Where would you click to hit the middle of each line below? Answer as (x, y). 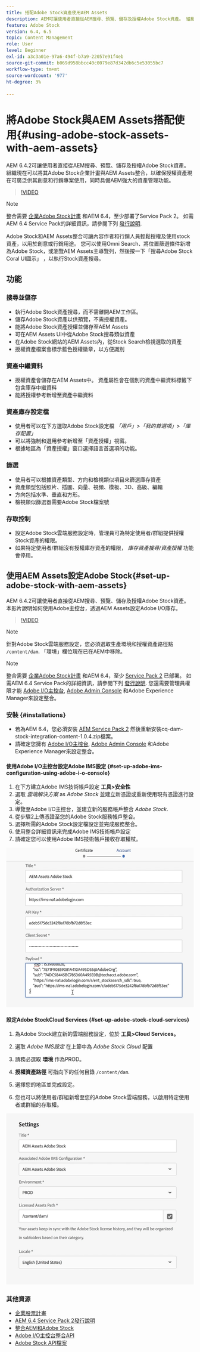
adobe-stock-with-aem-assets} (67, 585)
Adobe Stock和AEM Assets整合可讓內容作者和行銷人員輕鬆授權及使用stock (98, 236)
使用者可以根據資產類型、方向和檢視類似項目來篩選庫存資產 (88, 479)
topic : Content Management (40, 38)
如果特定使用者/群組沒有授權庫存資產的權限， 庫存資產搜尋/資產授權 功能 (104, 547)
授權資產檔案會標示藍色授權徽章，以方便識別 (70, 349)
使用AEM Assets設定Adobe (57, 576)
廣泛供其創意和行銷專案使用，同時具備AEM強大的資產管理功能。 (95, 180)
